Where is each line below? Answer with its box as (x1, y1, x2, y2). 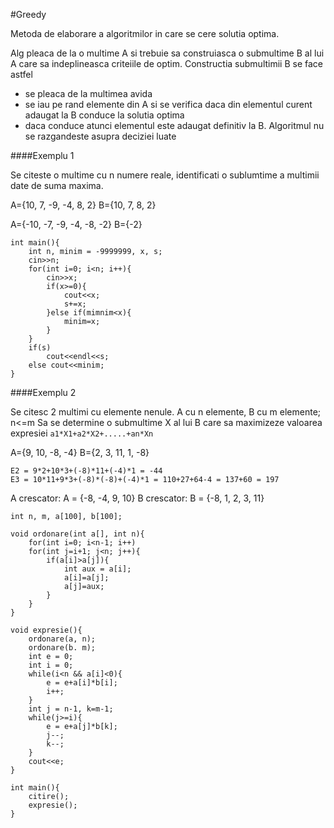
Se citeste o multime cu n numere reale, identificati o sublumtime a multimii (10, 169, 320, 181)
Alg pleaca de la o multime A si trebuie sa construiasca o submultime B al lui (10, 47, 325, 59)
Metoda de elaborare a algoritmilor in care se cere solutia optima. (10, 28, 280, 39)
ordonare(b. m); (28, 643, 97, 653)
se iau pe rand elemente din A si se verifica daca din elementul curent (24, 99, 313, 110)
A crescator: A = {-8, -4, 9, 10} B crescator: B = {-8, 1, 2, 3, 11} (10, 492, 265, 504)
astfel (10, 69, 33, 80)
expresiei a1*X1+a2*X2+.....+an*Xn (10, 427, 154, 439)
